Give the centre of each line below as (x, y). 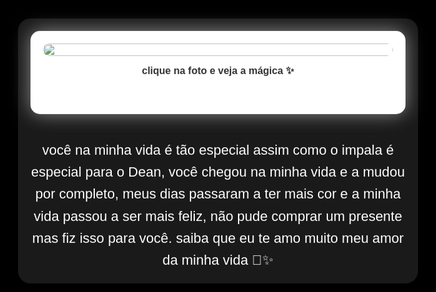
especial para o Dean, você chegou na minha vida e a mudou (218, 172)
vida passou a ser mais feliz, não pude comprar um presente (218, 216)
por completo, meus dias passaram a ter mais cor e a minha (218, 194)
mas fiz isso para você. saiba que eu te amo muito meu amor (218, 237)
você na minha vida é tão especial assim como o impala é (218, 149)
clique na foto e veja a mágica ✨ (218, 70)
